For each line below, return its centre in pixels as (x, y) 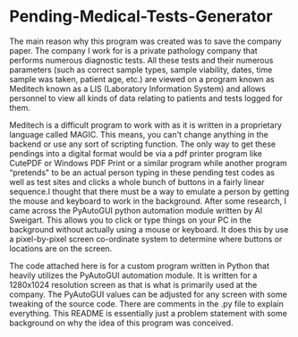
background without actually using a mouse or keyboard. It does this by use (149, 229)
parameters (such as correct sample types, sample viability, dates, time (141, 70)
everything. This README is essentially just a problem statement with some (149, 313)
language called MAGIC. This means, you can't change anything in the (139, 134)
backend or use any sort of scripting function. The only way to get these (143, 144)
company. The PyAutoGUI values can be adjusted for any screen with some (149, 294)
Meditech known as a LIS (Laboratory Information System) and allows (137, 88)
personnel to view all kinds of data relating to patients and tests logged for (146, 98)
